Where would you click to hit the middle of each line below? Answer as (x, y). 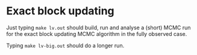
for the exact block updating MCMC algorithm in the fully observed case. (97, 33)
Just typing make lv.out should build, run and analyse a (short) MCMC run (98, 27)
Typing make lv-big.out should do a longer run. (65, 45)
